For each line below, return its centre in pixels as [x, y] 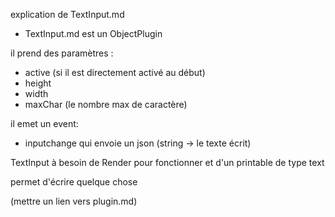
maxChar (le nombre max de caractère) [106, 104]
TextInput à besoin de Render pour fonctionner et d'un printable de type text [167, 162]
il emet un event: [44, 123]
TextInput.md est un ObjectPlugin [93, 33]
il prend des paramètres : [62, 53]
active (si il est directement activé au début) [115, 72]
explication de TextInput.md [67, 14]
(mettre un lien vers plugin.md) [74, 201]
